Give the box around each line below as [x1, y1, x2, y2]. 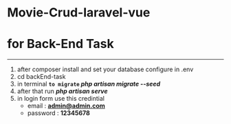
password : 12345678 [27, 109, 91, 117]
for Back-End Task [7, 36, 115, 52]
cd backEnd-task [16, 73, 66, 81]
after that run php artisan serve [16, 87, 108, 95]
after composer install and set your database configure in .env [16, 65, 194, 73]
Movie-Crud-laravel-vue [7, 5, 151, 21]
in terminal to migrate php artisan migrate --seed [16, 80, 161, 88]
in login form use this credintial [16, 95, 105, 103]
